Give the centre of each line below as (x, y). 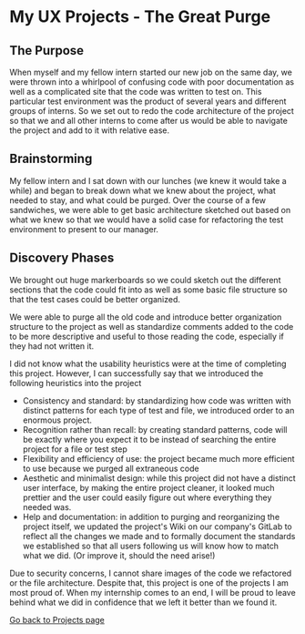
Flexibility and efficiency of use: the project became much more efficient (158, 458)
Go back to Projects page (57, 619)
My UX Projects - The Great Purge (140, 17)
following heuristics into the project (76, 383)
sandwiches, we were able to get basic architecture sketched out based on (150, 210)
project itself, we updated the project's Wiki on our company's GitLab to (158, 527)
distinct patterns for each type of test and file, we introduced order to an (158, 410)
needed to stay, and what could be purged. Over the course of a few (138, 200)
